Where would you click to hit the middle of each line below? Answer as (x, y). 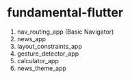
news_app (31, 38)
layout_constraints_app (49, 46)
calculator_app (38, 60)
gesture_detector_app (48, 54)
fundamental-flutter (65, 13)
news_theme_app (42, 68)
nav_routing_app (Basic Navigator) (65, 32)
